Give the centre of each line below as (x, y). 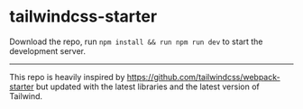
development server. (48, 50)
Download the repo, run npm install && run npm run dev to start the (136, 41)
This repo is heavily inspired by (67, 77)
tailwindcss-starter (83, 17)
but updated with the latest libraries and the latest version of (147, 86)
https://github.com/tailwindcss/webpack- (204, 77)
